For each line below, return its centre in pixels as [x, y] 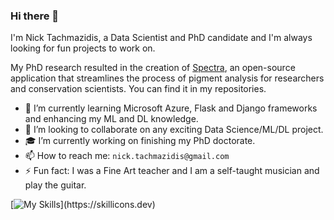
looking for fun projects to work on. [83, 48]
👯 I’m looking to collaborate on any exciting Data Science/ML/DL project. [174, 130]
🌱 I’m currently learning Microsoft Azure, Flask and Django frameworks [171, 108]
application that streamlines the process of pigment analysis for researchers [167, 78]
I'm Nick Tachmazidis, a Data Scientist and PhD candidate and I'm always [161, 38]
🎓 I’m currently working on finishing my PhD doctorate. [140, 141]
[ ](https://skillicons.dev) [83, 205]
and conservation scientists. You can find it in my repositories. [138, 89]
